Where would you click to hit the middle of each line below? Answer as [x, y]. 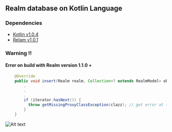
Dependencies [24, 23]
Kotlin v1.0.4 [26, 34]
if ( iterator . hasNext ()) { [52, 100]
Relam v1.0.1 [25, 40]
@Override [25, 76]
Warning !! [19, 53]
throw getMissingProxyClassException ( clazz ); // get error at [96, 105]
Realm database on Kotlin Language [64, 8]
